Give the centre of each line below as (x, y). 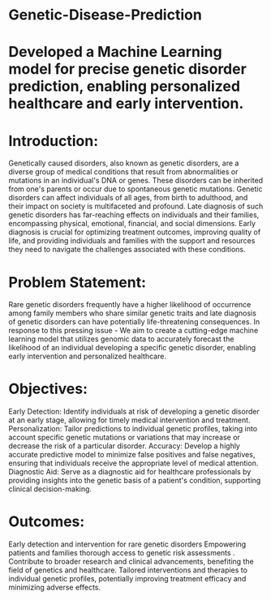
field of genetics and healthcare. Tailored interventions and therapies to (128, 570)
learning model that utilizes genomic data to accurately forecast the (121, 339)
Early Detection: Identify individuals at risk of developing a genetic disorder (134, 412)
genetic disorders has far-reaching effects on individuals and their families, (134, 215)
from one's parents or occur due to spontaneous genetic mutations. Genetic (135, 189)
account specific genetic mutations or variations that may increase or (125, 437)
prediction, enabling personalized (125, 86)
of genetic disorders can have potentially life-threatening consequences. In (134, 322)
